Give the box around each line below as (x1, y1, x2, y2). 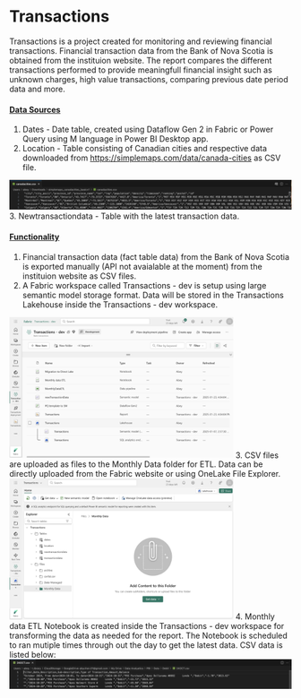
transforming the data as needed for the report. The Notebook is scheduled (9, 630, 288, 641)
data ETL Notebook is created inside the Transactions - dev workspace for (9, 620, 285, 631)
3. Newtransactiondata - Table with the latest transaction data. (9, 211, 240, 221)
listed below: (9, 649, 56, 659)
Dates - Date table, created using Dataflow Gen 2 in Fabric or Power (21, 124, 274, 135)
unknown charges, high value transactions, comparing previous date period (9, 73, 288, 84)
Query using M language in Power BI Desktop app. (21, 134, 209, 144)
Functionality (9, 231, 60, 242)
